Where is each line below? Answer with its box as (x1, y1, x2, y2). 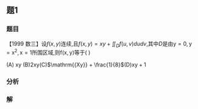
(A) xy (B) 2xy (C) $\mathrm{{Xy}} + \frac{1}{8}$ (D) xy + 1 (6, 61, 146, 68)
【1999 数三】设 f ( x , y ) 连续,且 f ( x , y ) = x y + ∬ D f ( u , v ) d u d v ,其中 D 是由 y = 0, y (6, 40, 193, 49)
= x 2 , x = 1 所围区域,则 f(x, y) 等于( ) (6, 47, 91, 56)
